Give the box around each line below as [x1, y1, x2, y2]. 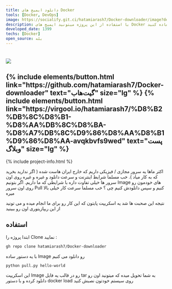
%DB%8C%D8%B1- [6, 113, 72, 121]
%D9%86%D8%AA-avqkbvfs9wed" [6, 137, 126, 146]
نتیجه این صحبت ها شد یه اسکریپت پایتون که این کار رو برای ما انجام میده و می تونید [6, 200, 165, 206]
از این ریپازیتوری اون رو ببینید [6, 205, 61, 212]
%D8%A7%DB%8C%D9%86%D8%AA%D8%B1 [6, 129, 165, 137]
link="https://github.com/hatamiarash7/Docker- [6, 80, 164, 90]
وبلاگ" [6, 144, 25, 154]
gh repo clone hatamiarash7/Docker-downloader [6, 244, 107, 249]
